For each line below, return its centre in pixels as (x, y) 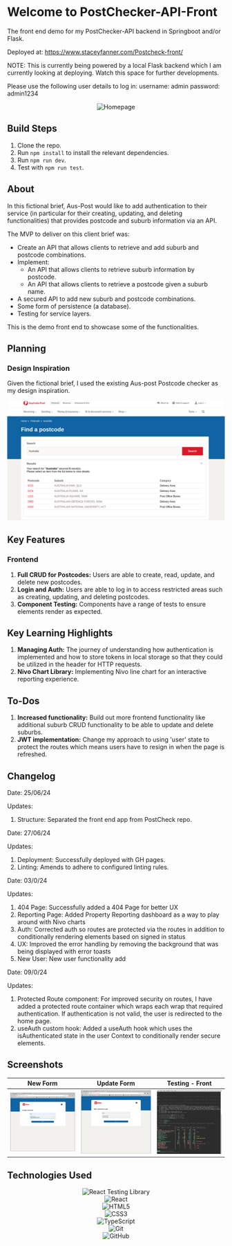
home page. (34, 1020)
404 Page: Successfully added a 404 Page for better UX (97, 907)
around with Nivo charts (51, 922)
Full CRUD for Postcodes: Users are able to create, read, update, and (116, 574)
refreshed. (32, 754)
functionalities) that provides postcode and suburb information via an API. (112, 220)
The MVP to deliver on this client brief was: (68, 234)
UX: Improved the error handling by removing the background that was (118, 944)
